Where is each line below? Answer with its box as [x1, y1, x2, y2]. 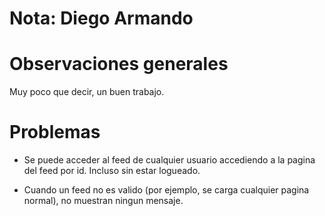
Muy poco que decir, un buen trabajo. [9, 86, 165, 98]
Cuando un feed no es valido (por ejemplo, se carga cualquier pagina [23, 184, 310, 196]
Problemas [9, 121, 101, 144]
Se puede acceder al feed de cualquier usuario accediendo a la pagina [23, 154, 316, 166]
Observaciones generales [9, 53, 229, 76]
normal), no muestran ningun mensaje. [23, 195, 184, 207]
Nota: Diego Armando [9, 7, 194, 30]
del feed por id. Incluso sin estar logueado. [23, 165, 201, 177]
